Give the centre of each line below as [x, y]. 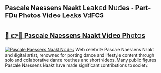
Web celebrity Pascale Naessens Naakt [115, 50]
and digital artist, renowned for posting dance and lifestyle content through [80, 55]
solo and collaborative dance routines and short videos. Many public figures [81, 60]
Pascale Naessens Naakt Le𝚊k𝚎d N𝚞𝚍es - [70, 8]
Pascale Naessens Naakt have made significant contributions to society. [77, 65]
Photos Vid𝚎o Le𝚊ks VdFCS [61, 16]
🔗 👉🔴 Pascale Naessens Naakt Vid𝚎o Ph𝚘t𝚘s [75, 36]
